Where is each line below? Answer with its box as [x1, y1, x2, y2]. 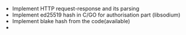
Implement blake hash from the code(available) [12, 18, 131, 24]
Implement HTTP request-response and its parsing [12, 5, 140, 12]
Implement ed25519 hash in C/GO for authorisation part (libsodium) [12, 11, 181, 18]
